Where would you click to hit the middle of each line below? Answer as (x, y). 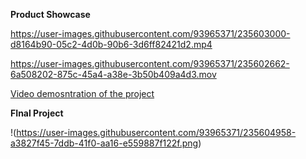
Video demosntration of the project (82, 93)
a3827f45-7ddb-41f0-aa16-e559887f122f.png (104, 143)
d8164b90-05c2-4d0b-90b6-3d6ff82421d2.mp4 (111, 44)
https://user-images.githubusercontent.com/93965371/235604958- (156, 132)
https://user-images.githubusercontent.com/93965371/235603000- (150, 33)
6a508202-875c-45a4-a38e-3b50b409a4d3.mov (113, 74)
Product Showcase (50, 14)
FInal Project (37, 113)
